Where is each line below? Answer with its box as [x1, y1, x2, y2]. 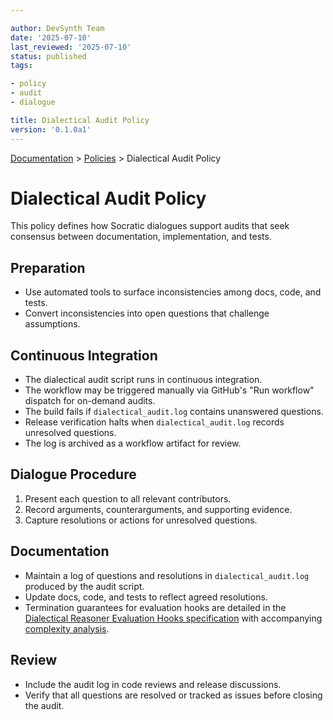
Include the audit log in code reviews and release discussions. [24, 678, 282, 690]
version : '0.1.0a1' [10, 124, 92, 135]
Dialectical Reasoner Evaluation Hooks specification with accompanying [24, 612, 323, 624]
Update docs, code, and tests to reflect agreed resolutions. [24, 591, 268, 603]
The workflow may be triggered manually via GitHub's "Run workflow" [24, 384, 315, 396]
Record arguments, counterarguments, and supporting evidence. [24, 503, 293, 515]
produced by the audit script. [24, 580, 145, 592]
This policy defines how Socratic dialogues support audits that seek [10, 220, 290, 232]
